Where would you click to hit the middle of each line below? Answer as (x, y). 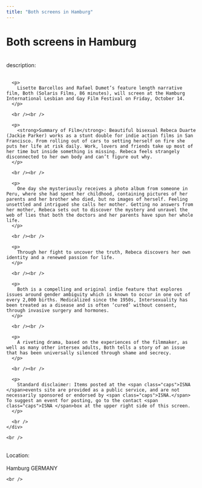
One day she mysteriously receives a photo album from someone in (103, 188)
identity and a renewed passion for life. (60, 257)
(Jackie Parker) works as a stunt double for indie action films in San (100, 136)
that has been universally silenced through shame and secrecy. (89, 353)
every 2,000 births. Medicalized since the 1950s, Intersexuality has (97, 300)
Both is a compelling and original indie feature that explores (100, 289)
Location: (18, 455)
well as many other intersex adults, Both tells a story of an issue (96, 348)
